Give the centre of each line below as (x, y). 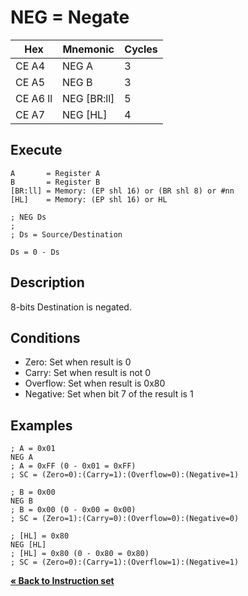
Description (47, 282)
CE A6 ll (34, 98)
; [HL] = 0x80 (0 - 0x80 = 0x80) (80, 554)
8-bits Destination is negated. (71, 307)
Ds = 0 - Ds (35, 252)
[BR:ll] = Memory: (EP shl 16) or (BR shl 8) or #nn (122, 191)
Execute (36, 150)
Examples (41, 425)
